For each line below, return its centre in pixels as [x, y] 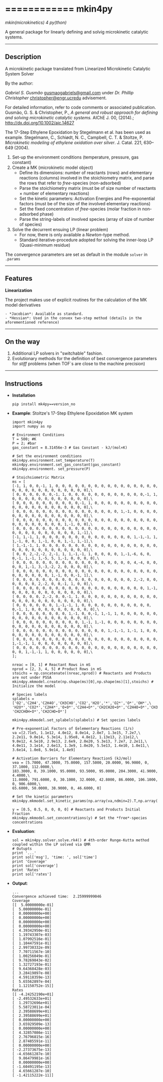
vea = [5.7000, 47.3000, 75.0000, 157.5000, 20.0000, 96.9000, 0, [81, 763]
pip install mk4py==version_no [44, 404]
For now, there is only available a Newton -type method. [74, 234]
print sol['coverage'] [35, 866]
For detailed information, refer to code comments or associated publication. [81, 107]
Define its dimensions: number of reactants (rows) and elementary [86, 172]
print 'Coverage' [30, 862]
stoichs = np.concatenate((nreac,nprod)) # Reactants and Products [81, 673]
